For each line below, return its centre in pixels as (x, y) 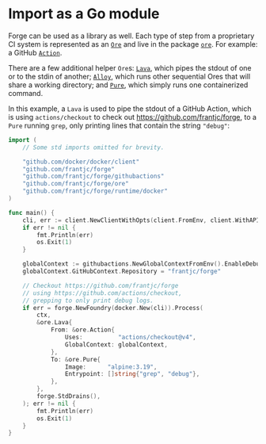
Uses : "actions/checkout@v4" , (130, 338)
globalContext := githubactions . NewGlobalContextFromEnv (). (123, 264)
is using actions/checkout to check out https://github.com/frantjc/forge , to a (133, 117)
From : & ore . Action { (82, 330)
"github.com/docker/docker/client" (81, 162)
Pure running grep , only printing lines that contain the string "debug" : (119, 125)
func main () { (32, 212)
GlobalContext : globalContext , (116, 344)
